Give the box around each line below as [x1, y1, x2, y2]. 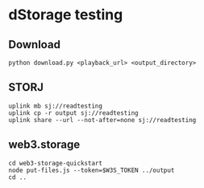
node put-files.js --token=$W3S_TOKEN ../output [8, 166, 175, 174]
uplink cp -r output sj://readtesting [8, 108, 139, 117]
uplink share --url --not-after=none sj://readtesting [8, 116, 197, 124]
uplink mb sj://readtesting [8, 102, 103, 110]
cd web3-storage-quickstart [8, 159, 103, 167]
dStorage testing [8, 6, 123, 24]
